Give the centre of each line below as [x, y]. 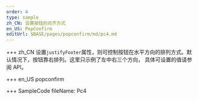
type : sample [23, 17]
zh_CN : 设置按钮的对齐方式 [36, 23]
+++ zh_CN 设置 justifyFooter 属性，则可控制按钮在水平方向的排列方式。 [97, 52]
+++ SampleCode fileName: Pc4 [47, 91]
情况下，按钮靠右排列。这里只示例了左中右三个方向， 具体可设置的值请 [99, 60]
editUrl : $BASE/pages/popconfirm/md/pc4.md [62, 34]
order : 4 [17, 12]
